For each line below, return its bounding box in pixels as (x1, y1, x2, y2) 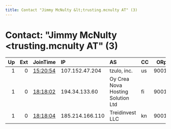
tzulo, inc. (109, 67, 133, 74)
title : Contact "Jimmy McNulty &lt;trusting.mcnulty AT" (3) (5, 7, 138, 13)
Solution (109, 94, 130, 102)
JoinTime (33, 58, 56, 66)
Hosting (109, 88, 129, 95)
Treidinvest (109, 109, 136, 116)
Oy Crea (109, 75, 130, 82)
